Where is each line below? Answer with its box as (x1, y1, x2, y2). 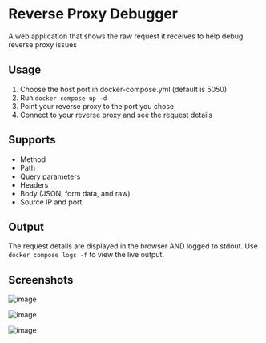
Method (19, 154, 46, 164)
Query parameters (19, 171, 81, 181)
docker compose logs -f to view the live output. (8, 250, 164, 260)
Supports (8, 133, 56, 147)
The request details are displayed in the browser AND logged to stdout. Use (8, 241, 258, 251)
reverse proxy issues (8, 39, 78, 49)
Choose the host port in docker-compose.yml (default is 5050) (19, 84, 228, 94)
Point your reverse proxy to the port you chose (19, 101, 175, 111)
